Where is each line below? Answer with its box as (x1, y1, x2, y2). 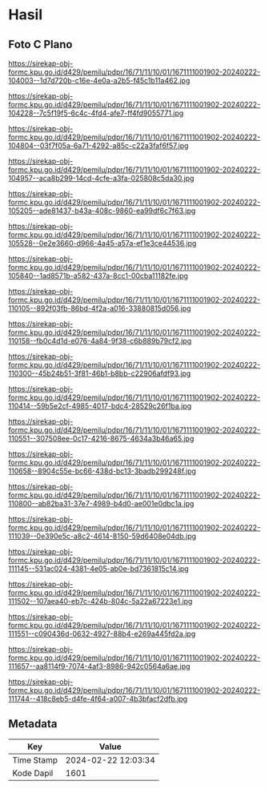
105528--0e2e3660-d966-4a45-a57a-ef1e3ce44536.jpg (8, 239, 197, 248)
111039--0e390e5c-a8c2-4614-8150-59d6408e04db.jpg (8, 531, 197, 541)
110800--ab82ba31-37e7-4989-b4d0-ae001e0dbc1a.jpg (8, 499, 195, 508)
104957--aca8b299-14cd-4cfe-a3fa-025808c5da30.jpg (8, 174, 195, 183)
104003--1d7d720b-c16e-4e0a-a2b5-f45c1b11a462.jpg (8, 76, 191, 85)
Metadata (8, 717, 58, 731)
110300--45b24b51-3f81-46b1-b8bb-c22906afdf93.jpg (8, 368, 191, 378)
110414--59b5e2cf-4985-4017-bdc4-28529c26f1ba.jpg (8, 401, 192, 410)
